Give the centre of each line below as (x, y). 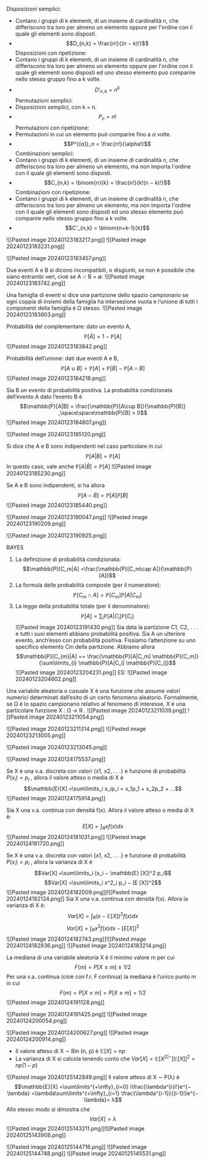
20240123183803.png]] (36, 315)
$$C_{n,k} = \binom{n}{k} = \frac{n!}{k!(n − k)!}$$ (107, 183)
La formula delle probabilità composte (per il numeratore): (88, 585)
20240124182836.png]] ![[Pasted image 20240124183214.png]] (86, 946)
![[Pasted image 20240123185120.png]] (56, 435)
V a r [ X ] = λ (103, 1119)
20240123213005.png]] (36, 735)
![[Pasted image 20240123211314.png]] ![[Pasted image (76, 728)
